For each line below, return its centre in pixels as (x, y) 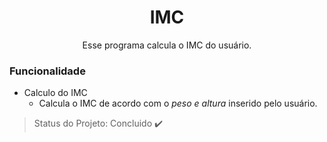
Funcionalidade (47, 71)
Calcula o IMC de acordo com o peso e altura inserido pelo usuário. (178, 103)
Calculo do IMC (55, 93)
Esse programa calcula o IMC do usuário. (167, 45)
